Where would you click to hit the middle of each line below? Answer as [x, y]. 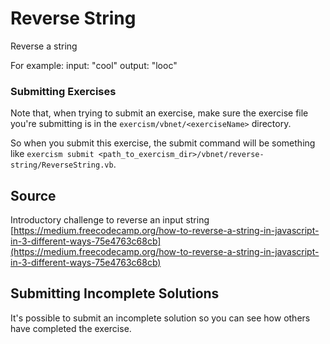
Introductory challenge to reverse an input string [110, 220]
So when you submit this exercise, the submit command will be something [163, 143]
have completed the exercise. [71, 328]
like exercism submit [52, 154]
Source [33, 195]
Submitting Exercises [63, 91]
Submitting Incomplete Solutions [115, 293]
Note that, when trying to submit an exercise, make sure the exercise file [159, 113]
